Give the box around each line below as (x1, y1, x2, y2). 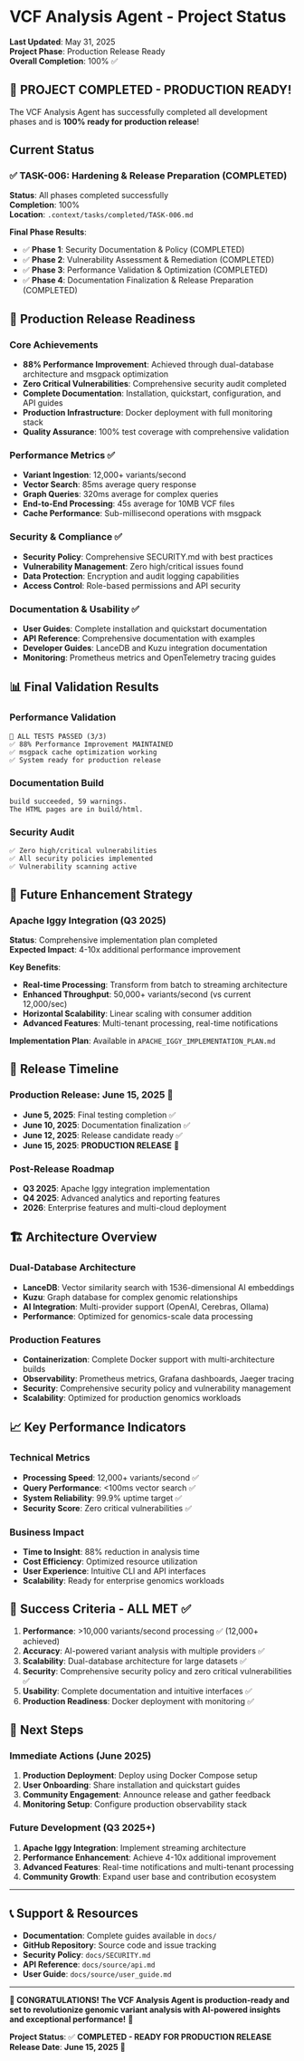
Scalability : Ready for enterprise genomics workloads (22, 1575, 224, 1586)
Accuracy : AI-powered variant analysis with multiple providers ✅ (22, 1645, 265, 1656)
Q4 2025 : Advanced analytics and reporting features (22, 1193, 221, 1203)
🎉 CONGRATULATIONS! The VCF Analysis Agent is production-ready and (9, 1994, 290, 2005)
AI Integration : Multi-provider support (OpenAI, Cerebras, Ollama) (22, 1301, 270, 1312)
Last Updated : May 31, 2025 (9, 36, 116, 47)
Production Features (9, 1333, 101, 1346)
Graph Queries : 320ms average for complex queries (22, 489, 219, 500)
